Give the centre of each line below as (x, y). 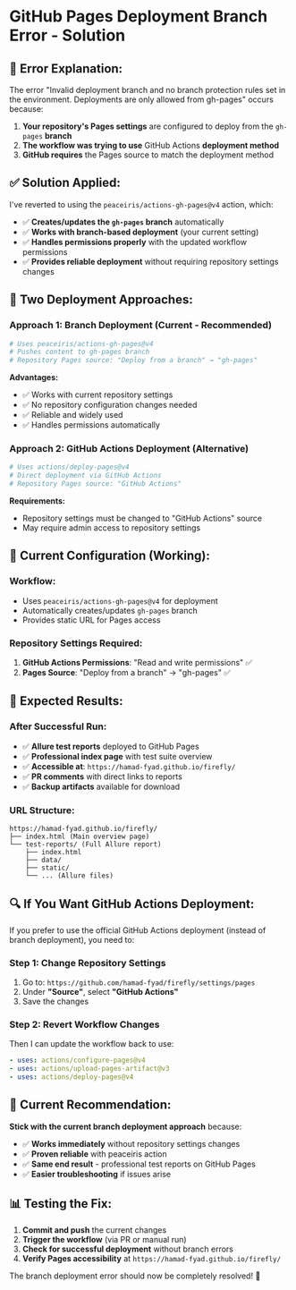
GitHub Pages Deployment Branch (139, 17)
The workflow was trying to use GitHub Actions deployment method (151, 145)
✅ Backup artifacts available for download (101, 786)
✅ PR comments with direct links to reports (102, 777)
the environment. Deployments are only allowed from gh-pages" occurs (142, 99)
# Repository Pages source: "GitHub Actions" (95, 484)
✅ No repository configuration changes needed (110, 405)
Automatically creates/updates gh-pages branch (110, 610)
